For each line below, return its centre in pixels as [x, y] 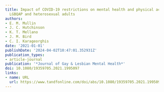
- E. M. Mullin [20, 23]
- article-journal [24, 59]
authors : [14, 18]
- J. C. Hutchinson [25, 28]
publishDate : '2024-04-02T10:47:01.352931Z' [51, 50]
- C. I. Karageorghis [27, 41]
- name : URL [17, 77]
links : [12, 73]
